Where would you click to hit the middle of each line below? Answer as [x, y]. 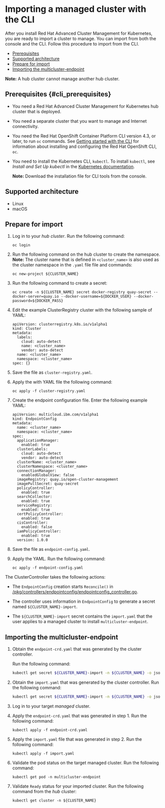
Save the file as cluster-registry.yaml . [52, 372]
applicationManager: [38, 441]
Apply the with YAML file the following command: [62, 382]
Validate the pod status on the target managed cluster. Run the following [85, 763]
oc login [21, 245]
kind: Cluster [27, 329]
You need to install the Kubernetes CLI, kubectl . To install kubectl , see [83, 161]
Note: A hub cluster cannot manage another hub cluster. [62, 79]
